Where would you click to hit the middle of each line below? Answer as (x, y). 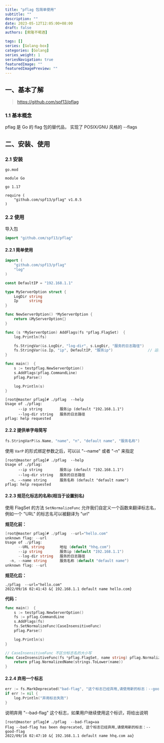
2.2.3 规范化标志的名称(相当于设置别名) (45, 496)
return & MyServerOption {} (40, 319)
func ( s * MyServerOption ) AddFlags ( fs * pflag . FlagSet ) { (65, 332)
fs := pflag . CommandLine (39, 617)
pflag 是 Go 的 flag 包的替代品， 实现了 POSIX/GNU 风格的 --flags (71, 127)
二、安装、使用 (28, 144)
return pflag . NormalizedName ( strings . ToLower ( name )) (69, 662)
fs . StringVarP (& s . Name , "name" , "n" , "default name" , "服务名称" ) (72, 441)
